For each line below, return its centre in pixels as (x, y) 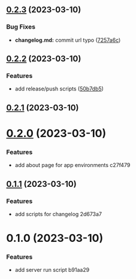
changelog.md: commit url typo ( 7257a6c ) (68, 40)
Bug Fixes (21, 27)
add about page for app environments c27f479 (72, 165)
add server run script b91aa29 (52, 270)
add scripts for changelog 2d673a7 (58, 214)
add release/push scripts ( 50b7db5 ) (59, 89)
